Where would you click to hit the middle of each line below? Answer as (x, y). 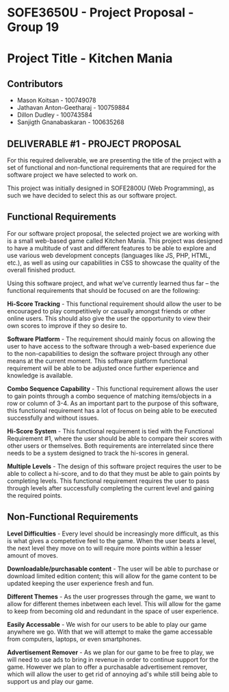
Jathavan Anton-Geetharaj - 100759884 (73, 108)
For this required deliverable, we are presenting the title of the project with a (114, 160)
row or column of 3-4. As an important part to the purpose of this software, (113, 403)
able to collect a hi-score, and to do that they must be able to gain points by (113, 473)
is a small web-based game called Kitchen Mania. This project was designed (115, 241)
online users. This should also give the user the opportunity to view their (109, 318)
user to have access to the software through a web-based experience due (112, 346)
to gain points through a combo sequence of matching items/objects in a (109, 396)
